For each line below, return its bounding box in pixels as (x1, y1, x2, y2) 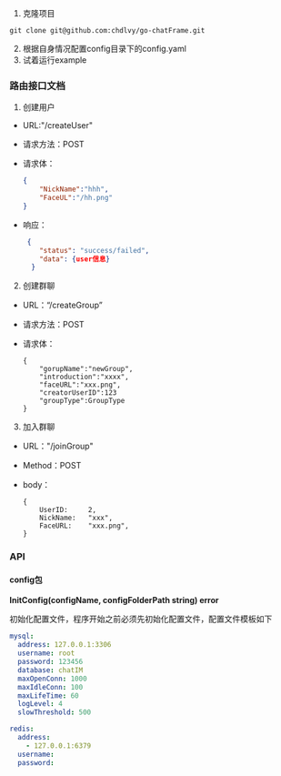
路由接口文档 (9, 79, 66, 92)
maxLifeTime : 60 (17, 690, 79, 700)
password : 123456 (17, 658, 84, 667)
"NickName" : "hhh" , (39, 185, 109, 194)
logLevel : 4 (17, 700, 64, 709)
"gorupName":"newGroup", (39, 365, 134, 374)
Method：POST (22, 460, 82, 471)
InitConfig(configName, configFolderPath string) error (9, 595, 219, 606)
